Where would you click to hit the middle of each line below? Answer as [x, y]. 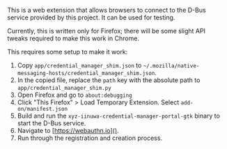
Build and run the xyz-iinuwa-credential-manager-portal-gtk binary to [119, 116]
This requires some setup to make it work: [68, 52]
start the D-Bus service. [52, 123]
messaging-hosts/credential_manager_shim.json [86, 73]
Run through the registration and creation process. [89, 138]
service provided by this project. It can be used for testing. [91, 17]
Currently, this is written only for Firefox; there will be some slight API [106, 31]
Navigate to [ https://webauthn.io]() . [68, 131]
